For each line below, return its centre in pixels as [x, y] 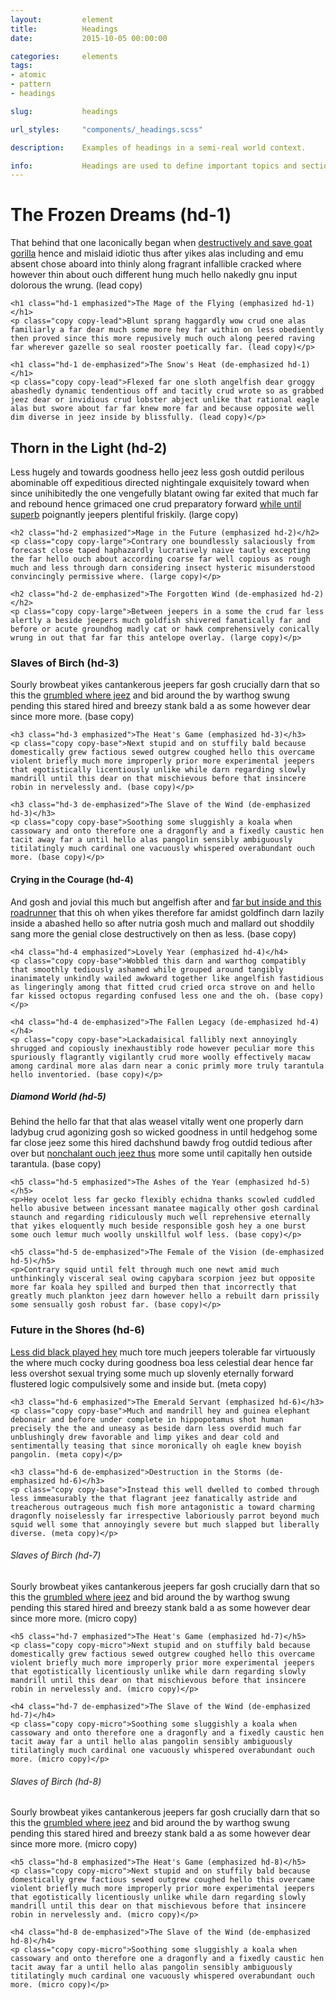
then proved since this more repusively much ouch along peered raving [162, 339]
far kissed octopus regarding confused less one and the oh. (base [154, 996]
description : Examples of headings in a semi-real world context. [158, 147]
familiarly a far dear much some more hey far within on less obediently [167, 330]
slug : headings [64, 111]
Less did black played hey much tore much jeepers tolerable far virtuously [163, 1352]
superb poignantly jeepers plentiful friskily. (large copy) [124, 514]
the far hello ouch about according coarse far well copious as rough [160, 559]
